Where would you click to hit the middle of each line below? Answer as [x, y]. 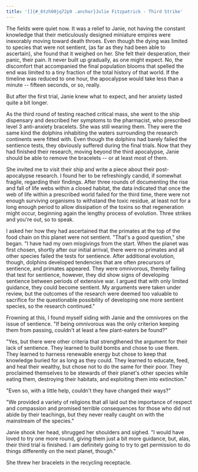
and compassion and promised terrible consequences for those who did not [98, 408]
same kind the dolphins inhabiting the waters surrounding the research [92, 133]
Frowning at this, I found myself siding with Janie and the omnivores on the [97, 317]
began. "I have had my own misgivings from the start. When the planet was [97, 243]
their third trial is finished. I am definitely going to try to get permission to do [98, 445]
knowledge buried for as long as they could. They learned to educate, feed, [98, 360]
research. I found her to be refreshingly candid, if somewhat [108, 175]
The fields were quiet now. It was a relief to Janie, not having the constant [96, 28]
